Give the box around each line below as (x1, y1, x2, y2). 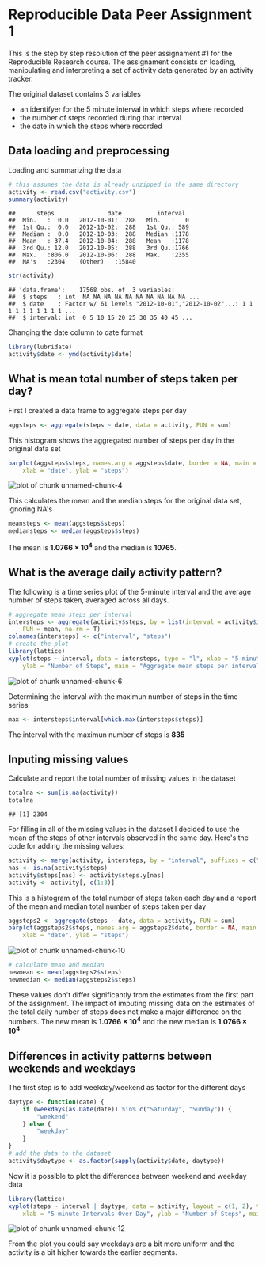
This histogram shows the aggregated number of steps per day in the (8, 435, 234, 445)
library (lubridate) (8, 343, 73, 351)
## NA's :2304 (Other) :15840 (8, 258, 136, 266)
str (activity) (8, 272, 55, 280)
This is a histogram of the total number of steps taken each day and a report (8, 893, 257, 902)
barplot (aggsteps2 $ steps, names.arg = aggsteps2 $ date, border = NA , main (8, 924, 257, 932)
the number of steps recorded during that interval (19, 112, 182, 122)
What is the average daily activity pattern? (8, 566, 222, 579)
